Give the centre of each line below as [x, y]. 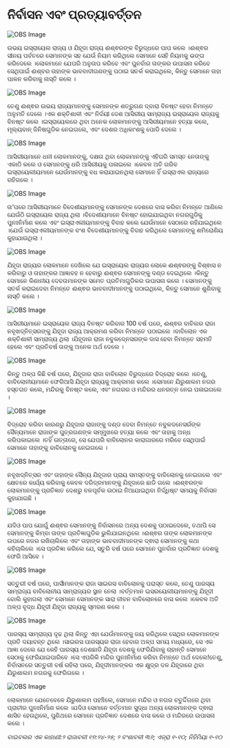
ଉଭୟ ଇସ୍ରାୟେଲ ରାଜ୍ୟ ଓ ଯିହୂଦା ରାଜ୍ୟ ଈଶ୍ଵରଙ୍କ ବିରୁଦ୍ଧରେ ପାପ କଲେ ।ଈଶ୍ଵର [108, 48]
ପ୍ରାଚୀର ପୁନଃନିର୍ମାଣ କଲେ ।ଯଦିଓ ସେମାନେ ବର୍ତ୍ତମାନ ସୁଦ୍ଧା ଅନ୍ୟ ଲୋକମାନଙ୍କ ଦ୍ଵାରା [110, 707]
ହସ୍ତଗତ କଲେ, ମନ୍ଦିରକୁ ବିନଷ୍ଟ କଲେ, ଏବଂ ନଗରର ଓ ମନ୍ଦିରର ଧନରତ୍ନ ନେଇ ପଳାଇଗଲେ [114, 389]
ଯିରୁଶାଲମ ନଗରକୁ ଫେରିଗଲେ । [46, 672]
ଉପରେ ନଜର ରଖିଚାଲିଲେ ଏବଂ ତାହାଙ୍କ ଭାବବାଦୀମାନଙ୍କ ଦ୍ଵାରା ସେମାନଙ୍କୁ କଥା [103, 540]
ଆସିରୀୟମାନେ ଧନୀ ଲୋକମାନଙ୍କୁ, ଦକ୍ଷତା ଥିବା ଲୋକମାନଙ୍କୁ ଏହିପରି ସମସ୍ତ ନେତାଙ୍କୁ [108, 156]
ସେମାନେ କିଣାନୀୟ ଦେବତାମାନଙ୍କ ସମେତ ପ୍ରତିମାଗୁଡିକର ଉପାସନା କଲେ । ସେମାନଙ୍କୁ [109, 280]
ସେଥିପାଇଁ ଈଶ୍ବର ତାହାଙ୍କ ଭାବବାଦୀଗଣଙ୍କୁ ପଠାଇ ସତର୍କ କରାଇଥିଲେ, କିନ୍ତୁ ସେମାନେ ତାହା [114, 71]
